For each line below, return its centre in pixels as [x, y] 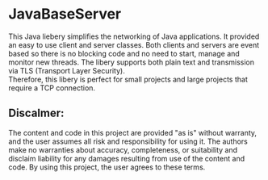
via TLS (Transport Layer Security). [67, 70]
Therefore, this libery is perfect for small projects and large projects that [128, 79]
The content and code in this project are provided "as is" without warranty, [132, 132]
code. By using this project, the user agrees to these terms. [107, 167]
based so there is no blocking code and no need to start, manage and [124, 53]
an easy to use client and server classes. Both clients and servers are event [134, 44]
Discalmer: [36, 113]
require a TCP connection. [52, 88]
